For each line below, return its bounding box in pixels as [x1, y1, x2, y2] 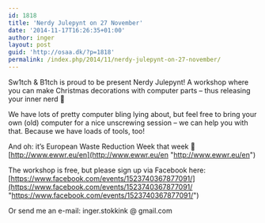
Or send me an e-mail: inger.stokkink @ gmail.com [8, 206, 172, 215]
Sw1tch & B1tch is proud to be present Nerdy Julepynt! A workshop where [8, 77, 249, 87]
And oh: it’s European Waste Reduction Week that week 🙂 [8, 142, 195, 151]
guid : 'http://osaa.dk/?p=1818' [8, 48, 115, 56]
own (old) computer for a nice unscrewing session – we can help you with [8, 118, 248, 127]
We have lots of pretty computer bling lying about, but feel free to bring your [8, 109, 257, 119]
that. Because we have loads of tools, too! [8, 126, 145, 135]
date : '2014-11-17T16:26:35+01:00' [8, 26, 126, 34]
